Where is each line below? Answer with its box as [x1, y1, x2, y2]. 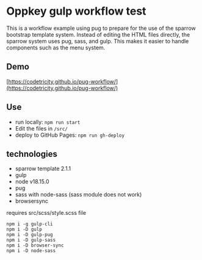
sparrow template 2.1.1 [15, 165, 71, 172]
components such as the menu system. [6, 44, 106, 51]
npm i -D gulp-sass [6, 237, 56, 244]
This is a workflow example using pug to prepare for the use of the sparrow [6, 24, 197, 32]
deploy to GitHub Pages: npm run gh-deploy [15, 131, 125, 139]
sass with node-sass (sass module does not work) [15, 191, 142, 198]
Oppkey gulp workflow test [6, 4, 146, 18]
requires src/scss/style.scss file [6, 209, 87, 217]
